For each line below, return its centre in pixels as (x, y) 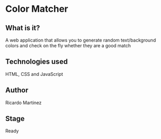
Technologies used (37, 62)
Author (17, 90)
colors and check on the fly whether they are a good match (68, 46)
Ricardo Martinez (24, 103)
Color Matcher (37, 9)
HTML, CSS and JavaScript (34, 74)
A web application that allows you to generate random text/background (80, 40)
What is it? (23, 28)
